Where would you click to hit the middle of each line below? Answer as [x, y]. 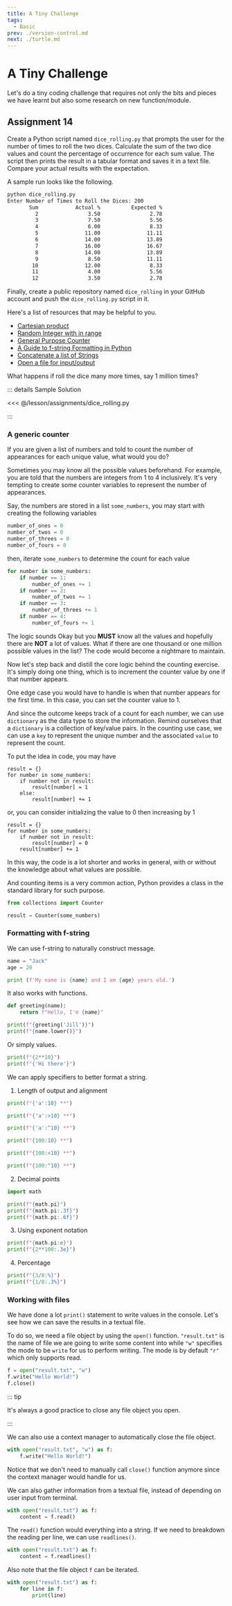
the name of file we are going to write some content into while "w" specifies [115, 1343]
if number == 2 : [43, 590]
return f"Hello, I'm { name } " [62, 1013]
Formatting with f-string [48, 933]
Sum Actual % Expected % [96, 207]
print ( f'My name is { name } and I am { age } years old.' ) [91, 980]
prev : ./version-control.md [48, 33]
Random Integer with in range [60, 333]
